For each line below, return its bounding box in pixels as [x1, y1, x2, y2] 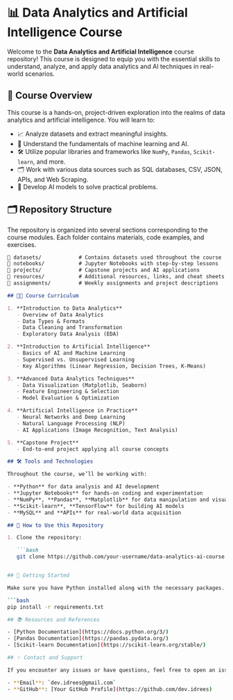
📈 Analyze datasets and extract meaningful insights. [17, 129, 169, 138]
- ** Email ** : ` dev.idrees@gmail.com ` [7, 679, 116, 686]
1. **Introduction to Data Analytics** [7, 305, 123, 312]
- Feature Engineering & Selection [16, 388, 119, 395]
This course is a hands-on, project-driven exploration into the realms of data [7, 108, 225, 116]
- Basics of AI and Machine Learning [16, 350, 126, 357]
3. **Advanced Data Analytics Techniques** [7, 375, 135, 382]
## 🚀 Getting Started [7, 572, 70, 579]
